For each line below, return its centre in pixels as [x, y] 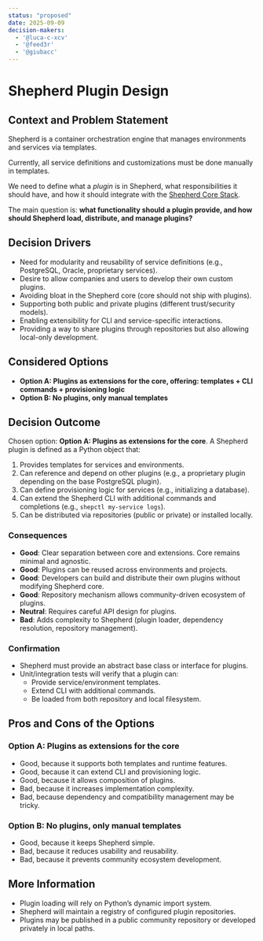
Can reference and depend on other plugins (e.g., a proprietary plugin [132, 473]
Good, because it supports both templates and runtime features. [123, 763]
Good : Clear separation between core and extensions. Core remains [130, 553]
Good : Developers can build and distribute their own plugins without [130, 578]
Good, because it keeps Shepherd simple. [87, 843]
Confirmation [34, 648]
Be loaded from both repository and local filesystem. [116, 699]
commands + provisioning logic [72, 389]
